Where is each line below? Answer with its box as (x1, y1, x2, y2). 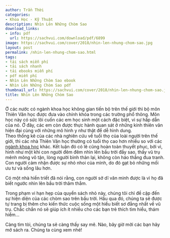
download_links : (5, 26, 39, 31)
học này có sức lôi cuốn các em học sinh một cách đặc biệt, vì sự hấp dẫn (5, 117, 160, 123)
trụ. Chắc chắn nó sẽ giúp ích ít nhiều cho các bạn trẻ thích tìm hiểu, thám (5, 206, 159, 213)
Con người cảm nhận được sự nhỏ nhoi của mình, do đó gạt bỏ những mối (5, 160, 159, 166)
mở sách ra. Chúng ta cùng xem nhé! (5, 227, 82, 233)
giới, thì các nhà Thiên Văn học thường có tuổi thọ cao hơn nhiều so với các (5, 138, 162, 144)
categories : (5, 12, 30, 17)
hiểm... (5, 212, 20, 218)
